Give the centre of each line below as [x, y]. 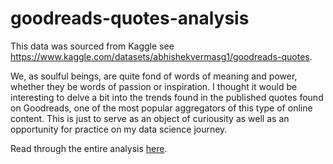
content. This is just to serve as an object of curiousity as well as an [150, 118]
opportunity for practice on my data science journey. [119, 129]
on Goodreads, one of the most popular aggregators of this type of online [161, 108]
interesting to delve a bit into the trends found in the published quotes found [167, 97]
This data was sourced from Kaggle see [92, 46]
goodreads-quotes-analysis [130, 18]
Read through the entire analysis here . [89, 148]
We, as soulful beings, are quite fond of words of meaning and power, [154, 76]
